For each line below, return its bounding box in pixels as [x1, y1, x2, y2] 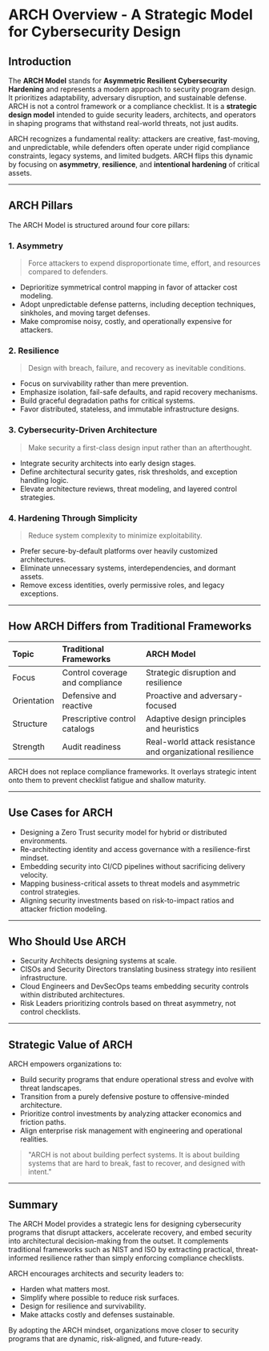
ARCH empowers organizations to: [8, 1059, 122, 1069]
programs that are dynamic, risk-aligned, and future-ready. [8, 1334, 203, 1344]
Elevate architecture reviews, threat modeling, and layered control [19, 484, 238, 493]
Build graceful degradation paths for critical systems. [19, 396, 195, 406]
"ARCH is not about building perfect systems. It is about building [27, 1150, 240, 1160]
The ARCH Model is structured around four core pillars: [8, 220, 191, 229]
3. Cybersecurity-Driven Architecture [8, 424, 158, 436]
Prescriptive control [62, 712, 136, 724]
